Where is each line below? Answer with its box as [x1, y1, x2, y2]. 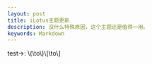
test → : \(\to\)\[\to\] [7, 49, 62, 58]
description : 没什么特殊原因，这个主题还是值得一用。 [7, 23, 149, 30]
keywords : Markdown [7, 30, 65, 37]
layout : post [7, 10, 46, 18]
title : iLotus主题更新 [7, 17, 70, 24]
